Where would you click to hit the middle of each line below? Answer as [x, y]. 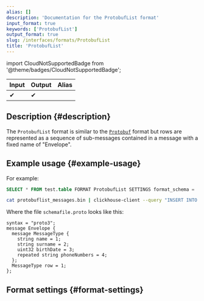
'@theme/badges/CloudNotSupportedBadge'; [64, 69]
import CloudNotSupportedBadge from [55, 63]
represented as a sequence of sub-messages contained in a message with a [102, 138]
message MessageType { [40, 234]
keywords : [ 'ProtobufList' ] [42, 29]
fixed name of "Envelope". [39, 144]
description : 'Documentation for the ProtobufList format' [83, 18]
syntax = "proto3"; [31, 223]
